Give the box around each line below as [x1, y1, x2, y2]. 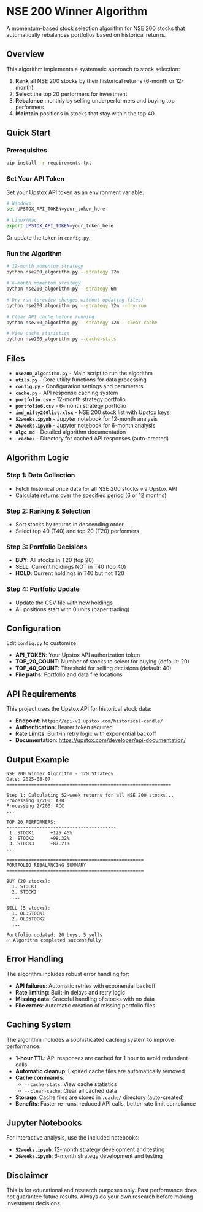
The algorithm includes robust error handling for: [6, 970, 130, 977]
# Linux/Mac [6, 217, 37, 224]
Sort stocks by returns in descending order [15, 520, 124, 528]
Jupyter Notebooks [6, 1118, 82, 1128]
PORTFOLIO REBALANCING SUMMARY [6, 862, 86, 868]
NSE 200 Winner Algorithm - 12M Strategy [6, 770, 114, 776]
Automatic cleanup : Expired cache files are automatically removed [15, 1067, 185, 1074]
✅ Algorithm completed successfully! [6, 937, 104, 944]
